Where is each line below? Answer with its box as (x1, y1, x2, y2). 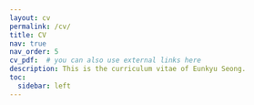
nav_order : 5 (9, 47, 59, 57)
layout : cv (9, 13, 51, 23)
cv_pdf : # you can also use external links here (9, 56, 202, 65)
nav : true (9, 38, 47, 48)
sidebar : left (17, 81, 71, 90)
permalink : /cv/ (9, 22, 71, 31)
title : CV (9, 30, 47, 39)
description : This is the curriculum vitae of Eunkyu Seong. (9, 65, 247, 74)
